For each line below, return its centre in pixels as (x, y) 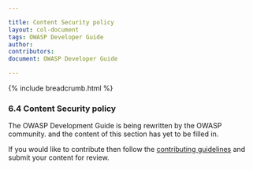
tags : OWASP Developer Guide (56, 37)
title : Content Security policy (61, 22)
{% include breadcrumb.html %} (61, 88)
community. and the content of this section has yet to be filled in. (113, 134)
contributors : (32, 52)
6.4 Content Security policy (62, 109)
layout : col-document (44, 30)
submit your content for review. (59, 157)
